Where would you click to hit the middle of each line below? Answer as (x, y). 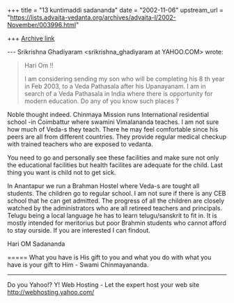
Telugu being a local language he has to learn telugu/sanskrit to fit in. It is (112, 216)
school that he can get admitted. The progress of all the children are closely (116, 201)
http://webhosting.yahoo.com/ (51, 292)
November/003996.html (42, 25)
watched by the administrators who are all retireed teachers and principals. (115, 208)
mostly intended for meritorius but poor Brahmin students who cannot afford (117, 223)
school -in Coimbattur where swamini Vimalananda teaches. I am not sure (113, 122)
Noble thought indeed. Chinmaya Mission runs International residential (108, 115)
